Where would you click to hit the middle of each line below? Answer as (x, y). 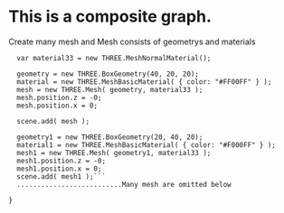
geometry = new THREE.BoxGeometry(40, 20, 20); (108, 74)
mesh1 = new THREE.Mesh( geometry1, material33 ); (114, 153)
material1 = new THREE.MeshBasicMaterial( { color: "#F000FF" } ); (147, 145)
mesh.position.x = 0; (57, 106)
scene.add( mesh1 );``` (61, 176)
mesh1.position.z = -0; (61, 161)
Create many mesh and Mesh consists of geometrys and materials (132, 42)
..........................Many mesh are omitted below (124, 184)
